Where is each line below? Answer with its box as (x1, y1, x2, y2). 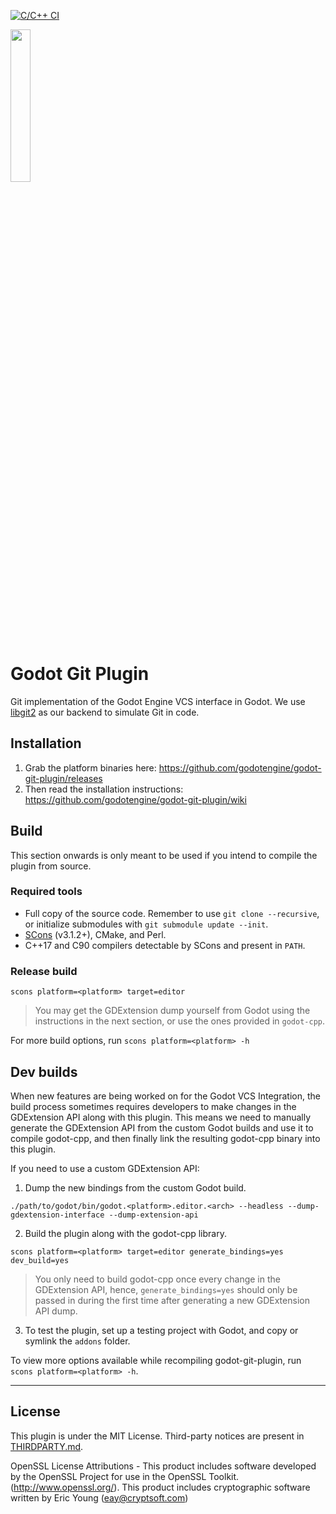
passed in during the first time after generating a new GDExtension (34, 1294, 310, 1306)
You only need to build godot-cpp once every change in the (34, 1273, 281, 1285)
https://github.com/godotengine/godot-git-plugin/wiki (24, 793, 247, 805)
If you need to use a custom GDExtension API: (10, 1162, 200, 1174)
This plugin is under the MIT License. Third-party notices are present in (10, 1430, 305, 1442)
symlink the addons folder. (24, 1335, 131, 1347)
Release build (10, 964, 78, 978)
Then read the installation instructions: (24, 783, 184, 795)
